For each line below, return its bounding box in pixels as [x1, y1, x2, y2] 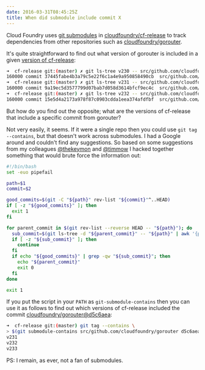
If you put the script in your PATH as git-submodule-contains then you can [6, 298, 190, 305]
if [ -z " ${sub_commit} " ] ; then [12, 236, 97, 242]
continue [17, 242, 40, 248]
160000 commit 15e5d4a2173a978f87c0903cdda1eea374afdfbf [6, 96, 154, 103]
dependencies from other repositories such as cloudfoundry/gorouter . [6, 38, 182, 45]
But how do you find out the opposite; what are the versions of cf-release [6, 107, 191, 115]
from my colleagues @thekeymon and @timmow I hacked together [6, 145, 174, 153]
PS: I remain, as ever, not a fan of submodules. [6, 357, 124, 364]
